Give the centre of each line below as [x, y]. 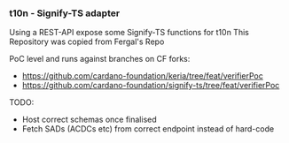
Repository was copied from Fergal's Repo [87, 41]
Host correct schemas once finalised [89, 120]
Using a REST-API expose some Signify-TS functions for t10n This [129, 33]
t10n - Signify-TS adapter [65, 13]
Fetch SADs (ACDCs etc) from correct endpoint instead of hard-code [148, 129]
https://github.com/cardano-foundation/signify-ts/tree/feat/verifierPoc [151, 86]
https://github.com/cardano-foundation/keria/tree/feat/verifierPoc [142, 76]
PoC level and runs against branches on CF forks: [100, 59]
